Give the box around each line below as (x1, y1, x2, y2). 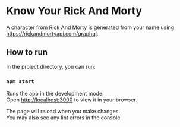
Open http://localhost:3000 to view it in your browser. (6, 96, 138, 103)
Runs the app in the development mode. (6, 90, 104, 97)
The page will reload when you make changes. (6, 108, 121, 115)
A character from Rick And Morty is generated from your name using (6, 24, 174, 31)
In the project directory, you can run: (6, 63, 96, 70)
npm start (6, 78, 34, 84)
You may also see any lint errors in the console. (6, 114, 122, 121)
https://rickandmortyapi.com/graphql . (6, 30, 99, 37)
